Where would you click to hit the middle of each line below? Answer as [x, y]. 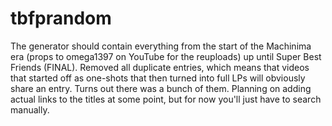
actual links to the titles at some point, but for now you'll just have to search [166, 99]
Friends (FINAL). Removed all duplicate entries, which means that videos [160, 67]
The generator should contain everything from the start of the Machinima [161, 46]
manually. [30, 109]
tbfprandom [61, 18]
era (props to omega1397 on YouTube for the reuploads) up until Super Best [166, 56]
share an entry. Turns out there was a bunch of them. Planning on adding [161, 88]
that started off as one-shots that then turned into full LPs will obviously [158, 78]
